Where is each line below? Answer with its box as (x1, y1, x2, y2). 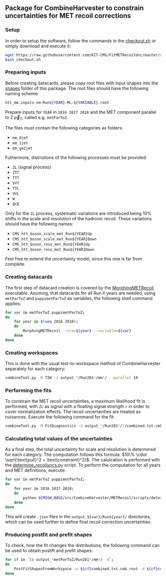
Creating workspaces (5, 349, 58, 356)
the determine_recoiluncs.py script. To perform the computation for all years (5, 462, 161, 468)
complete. (5, 261, 26, 267)
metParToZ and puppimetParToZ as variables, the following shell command (5, 295, 153, 301)
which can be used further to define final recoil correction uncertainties (5, 519, 151, 525)
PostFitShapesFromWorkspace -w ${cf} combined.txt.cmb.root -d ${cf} (14, 566, 158, 571)
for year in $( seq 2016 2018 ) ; (14, 319, 79, 324)
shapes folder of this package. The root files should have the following (5, 85, 149, 91)
